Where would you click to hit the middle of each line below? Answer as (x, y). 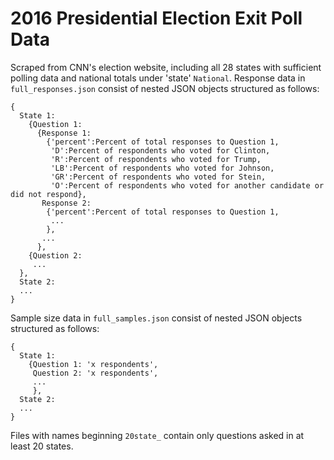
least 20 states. (42, 446)
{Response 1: (64, 133)
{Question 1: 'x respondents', (93, 364)
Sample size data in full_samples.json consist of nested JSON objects (156, 318)
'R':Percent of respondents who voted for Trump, (156, 159)
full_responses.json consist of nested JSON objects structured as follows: (165, 88)
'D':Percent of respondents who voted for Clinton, (160, 150)
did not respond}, (48, 194)
